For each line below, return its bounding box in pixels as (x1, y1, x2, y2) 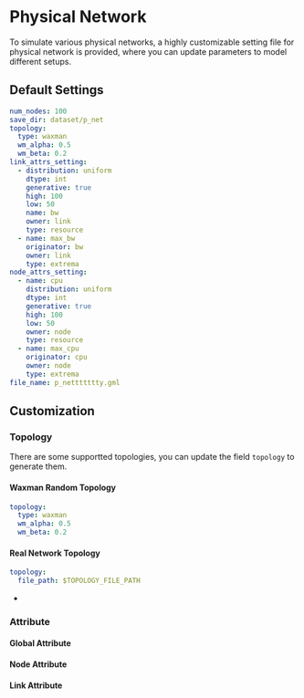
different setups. (9, 56, 71, 67)
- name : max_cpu (17, 344, 79, 353)
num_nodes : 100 (9, 107, 68, 116)
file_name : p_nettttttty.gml (9, 378, 121, 387)
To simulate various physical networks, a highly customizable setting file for (9, 36, 295, 47)
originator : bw (26, 242, 84, 252)
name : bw (26, 208, 59, 218)
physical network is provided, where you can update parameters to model (9, 46, 288, 57)
